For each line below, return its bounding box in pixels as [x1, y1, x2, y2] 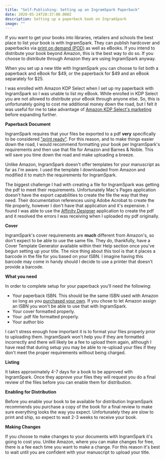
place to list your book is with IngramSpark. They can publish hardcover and [5, 40, 160, 46]
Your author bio [12, 319, 44, 325]
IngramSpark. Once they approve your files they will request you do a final [5, 374, 156, 380]
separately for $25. [5, 76, 44, 82]
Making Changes [5, 424, 41, 430]
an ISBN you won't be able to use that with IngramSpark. [12, 303, 127, 309]
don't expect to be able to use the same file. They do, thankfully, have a [5, 238, 150, 244]
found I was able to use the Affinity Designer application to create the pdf [5, 208, 154, 214]
